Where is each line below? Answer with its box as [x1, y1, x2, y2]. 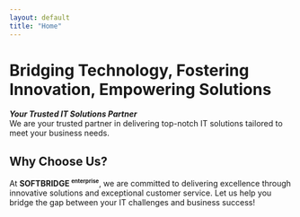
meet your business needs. [9, 127, 110, 139]
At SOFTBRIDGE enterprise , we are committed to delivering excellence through [9, 178, 292, 188]
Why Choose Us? [9, 153, 108, 169]
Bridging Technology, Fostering [9, 60, 250, 81]
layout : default [9, 13, 70, 22]
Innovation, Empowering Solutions [9, 79, 272, 100]
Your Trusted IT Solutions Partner [9, 108, 137, 119]
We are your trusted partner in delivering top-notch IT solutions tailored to [9, 118, 283, 129]
